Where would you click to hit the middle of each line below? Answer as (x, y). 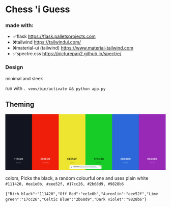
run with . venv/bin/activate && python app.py (55, 88)
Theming (20, 105)
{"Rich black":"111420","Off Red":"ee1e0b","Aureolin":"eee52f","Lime (82, 194)
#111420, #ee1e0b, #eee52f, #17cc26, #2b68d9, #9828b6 (65, 184)
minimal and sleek (24, 78)
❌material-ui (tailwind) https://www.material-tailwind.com (73, 48)
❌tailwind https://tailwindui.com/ (47, 42)
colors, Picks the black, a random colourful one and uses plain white (77, 178)
